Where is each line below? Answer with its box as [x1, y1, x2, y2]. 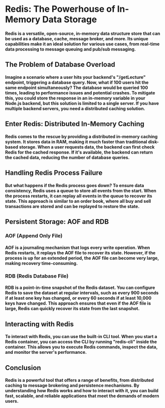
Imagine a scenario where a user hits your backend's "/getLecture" [5, 74, 146, 80]
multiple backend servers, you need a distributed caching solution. [5, 105, 145, 111]
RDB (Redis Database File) [5, 272, 69, 279]
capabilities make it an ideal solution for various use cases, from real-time [5, 41, 160, 47]
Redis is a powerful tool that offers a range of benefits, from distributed [5, 377, 154, 383]
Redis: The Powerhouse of [5, 3, 116, 15]
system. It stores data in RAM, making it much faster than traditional [5, 139, 148, 145]
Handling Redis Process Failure [5, 169, 102, 177]
